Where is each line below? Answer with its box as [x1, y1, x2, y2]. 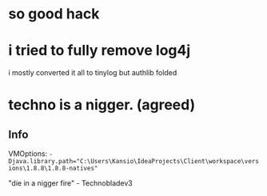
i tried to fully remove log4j [8, 42, 191, 60]
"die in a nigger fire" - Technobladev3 [8, 178, 133, 188]
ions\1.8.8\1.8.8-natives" [8, 165, 98, 173]
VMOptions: [8, 149, 48, 158]
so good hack [8, 5, 100, 23]
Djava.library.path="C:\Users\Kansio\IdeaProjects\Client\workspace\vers [8, 158, 260, 166]
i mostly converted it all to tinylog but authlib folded [8, 68, 177, 78]
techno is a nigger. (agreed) [8, 96, 196, 114]
